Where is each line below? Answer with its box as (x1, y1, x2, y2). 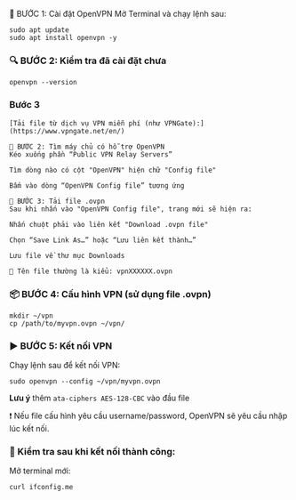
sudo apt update (9, 26, 69, 35)
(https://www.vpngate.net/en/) (9, 126, 125, 135)
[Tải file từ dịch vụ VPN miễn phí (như (9, 118, 162, 128)
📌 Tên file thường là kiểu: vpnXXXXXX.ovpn (9, 267, 173, 276)
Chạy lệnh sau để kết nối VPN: (9, 360, 121, 371)
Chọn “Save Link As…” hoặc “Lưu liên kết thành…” (9, 236, 197, 245)
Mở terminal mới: (9, 465, 71, 476)
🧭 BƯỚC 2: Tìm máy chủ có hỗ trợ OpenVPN (9, 142, 165, 151)
